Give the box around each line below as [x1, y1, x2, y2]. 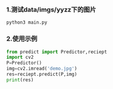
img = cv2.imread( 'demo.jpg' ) [6, 65, 78, 72]
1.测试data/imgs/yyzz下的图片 [6, 5, 97, 13]
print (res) [6, 77, 34, 83]
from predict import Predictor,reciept [6, 48, 108, 55]
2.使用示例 [6, 35, 38, 43]
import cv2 [6, 54, 34, 61]
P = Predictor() [6, 60, 43, 66]
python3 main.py [6, 19, 47, 25]
